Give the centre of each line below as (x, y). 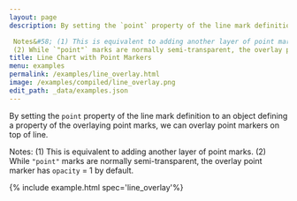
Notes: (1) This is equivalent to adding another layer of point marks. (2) (138, 152)
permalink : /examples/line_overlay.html (85, 74)
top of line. (29, 134)
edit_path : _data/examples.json (69, 90)
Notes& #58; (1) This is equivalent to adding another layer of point (144, 41)
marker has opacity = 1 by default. (72, 170)
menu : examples (37, 66)
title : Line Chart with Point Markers (80, 58)
